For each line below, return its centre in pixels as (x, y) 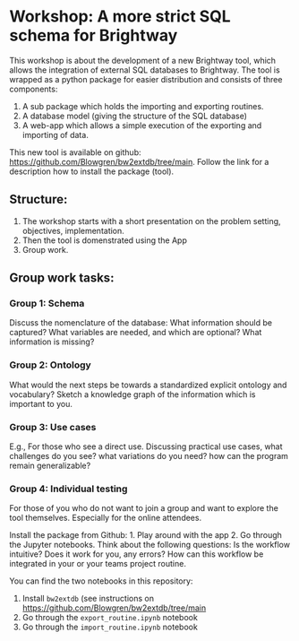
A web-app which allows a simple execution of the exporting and (142, 125)
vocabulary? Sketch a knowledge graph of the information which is (132, 394)
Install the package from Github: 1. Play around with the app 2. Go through (145, 535)
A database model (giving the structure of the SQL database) (135, 116)
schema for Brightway (94, 35)
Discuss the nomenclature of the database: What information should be (141, 323)
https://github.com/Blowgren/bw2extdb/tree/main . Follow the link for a (139, 161)
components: (34, 89)
